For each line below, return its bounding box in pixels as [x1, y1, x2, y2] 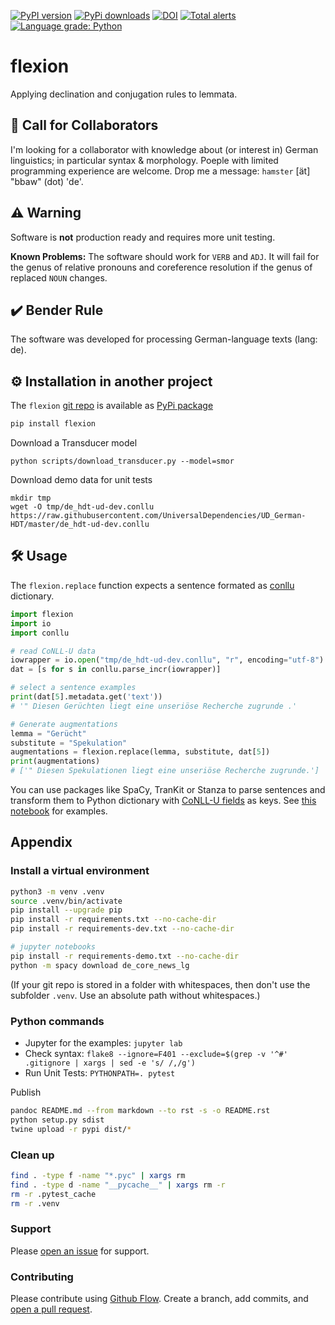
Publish [10, 1086, 42, 1098]
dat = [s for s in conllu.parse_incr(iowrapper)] [10, 665, 222, 675]
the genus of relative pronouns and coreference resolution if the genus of [10, 261, 313, 273]
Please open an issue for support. [10, 1245, 150, 1257]
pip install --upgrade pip [10, 905, 123, 915]
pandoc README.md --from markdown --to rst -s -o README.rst [10, 1105, 271, 1115]
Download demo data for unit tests [10, 474, 153, 486]
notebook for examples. [10, 805, 108, 817]
